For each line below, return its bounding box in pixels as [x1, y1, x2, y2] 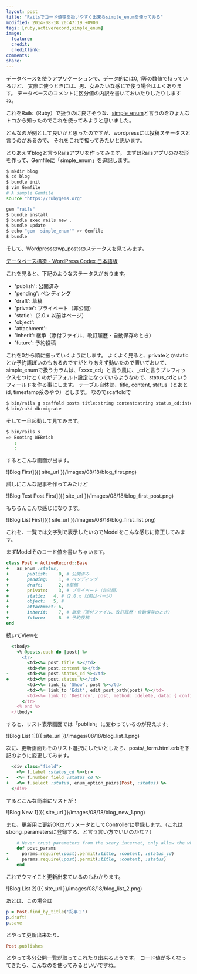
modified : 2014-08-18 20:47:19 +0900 [6, 19, 98, 25]
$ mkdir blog [6, 168, 38, 174]
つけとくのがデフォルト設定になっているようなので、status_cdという [21, 374, 188, 380]
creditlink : [11, 47, 41, 53]
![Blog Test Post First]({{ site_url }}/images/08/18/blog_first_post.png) [6, 492, 174, 499]
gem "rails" [6, 206, 35, 212]
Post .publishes [6, 943, 43, 949]
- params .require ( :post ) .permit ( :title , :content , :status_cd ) [6, 851, 175, 857]
